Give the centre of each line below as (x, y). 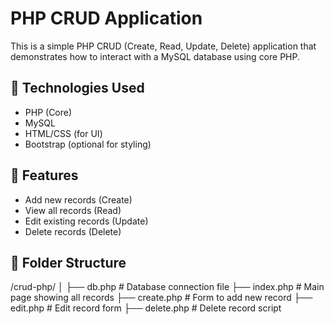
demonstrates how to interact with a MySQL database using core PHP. (155, 56)
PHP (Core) (48, 112)
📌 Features (44, 175)
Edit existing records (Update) (86, 221)
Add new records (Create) (78, 199)
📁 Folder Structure (68, 262)
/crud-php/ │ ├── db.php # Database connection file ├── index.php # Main (167, 287)
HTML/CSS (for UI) (63, 133)
